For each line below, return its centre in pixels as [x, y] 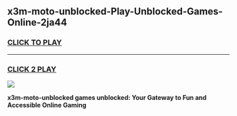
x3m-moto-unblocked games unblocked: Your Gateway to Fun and [107, 97]
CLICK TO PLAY [35, 43]
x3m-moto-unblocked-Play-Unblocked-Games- [115, 12]
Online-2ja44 [37, 23]
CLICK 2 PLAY [32, 69]
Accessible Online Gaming [47, 105]
